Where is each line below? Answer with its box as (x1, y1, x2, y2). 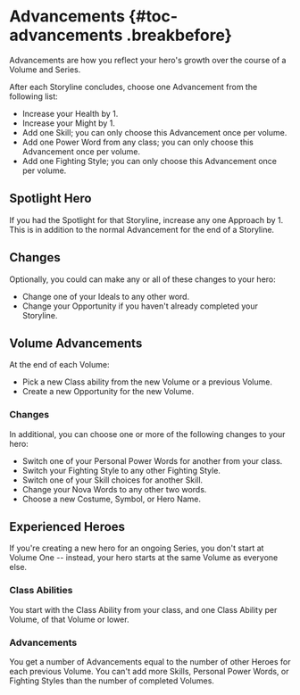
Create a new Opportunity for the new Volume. (21, 386, 195, 397)
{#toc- (128, 6, 179, 27)
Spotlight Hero (9, 191, 92, 206)
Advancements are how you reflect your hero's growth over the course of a (9, 54, 287, 65)
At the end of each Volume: (9, 360, 110, 370)
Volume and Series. (9, 64, 81, 75)
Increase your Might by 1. (21, 118, 116, 128)
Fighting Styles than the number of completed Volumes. (9, 675, 214, 686)
